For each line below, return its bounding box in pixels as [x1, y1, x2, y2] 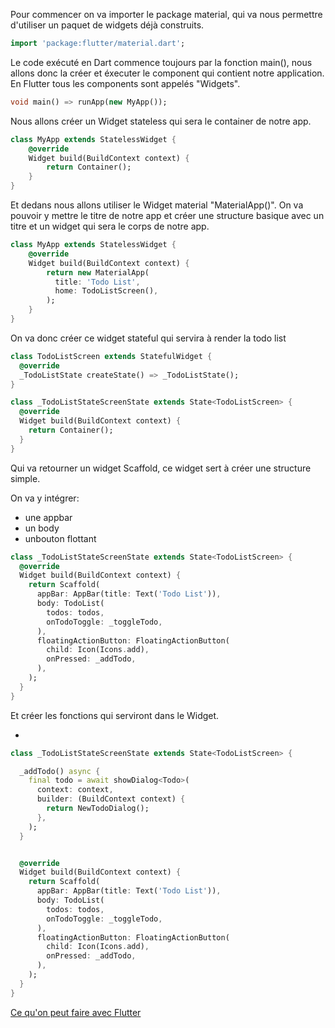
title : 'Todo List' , [54, 277, 141, 287]
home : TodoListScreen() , [54, 286, 159, 296]
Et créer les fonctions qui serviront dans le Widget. [10, 709, 220, 721]
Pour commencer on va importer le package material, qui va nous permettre [10, 9, 323, 20]
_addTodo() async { [19, 766, 101, 776]
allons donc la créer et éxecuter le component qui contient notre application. [10, 67, 325, 79]
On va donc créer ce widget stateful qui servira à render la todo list [10, 332, 287, 344]
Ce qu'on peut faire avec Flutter [10, 1006, 142, 1018]
